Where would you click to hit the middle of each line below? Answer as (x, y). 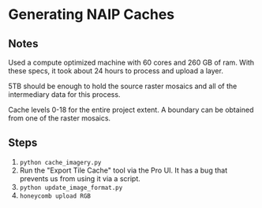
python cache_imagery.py (60, 162)
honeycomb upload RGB (55, 196)
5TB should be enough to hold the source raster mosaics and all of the (123, 86)
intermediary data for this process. (64, 95)
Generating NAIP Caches (92, 15)
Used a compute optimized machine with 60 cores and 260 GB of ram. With (131, 62)
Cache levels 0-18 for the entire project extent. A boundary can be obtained (131, 110)
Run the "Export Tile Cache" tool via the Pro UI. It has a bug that (123, 170)
